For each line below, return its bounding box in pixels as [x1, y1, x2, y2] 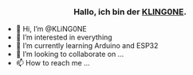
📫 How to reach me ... [15, 58, 90, 68]
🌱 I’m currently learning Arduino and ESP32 [15, 41, 159, 51]
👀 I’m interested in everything [15, 32, 113, 42]
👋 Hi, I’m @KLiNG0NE [15, 24, 88, 34]
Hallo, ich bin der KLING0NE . [73, 6, 187, 17]
